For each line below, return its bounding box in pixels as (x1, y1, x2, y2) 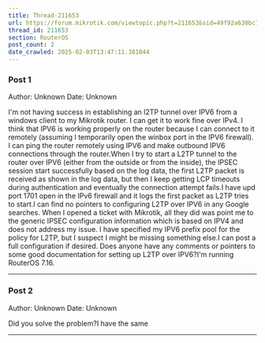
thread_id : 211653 (8, 26, 69, 34)
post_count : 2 (8, 41, 55, 49)
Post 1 (8, 74, 32, 85)
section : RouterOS (8, 33, 69, 42)
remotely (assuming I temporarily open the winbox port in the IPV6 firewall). (8, 132, 254, 142)
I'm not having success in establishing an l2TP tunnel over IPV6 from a (8, 107, 238, 117)
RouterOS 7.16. (8, 258, 55, 268)
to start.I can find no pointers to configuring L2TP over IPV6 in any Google (8, 199, 249, 209)
